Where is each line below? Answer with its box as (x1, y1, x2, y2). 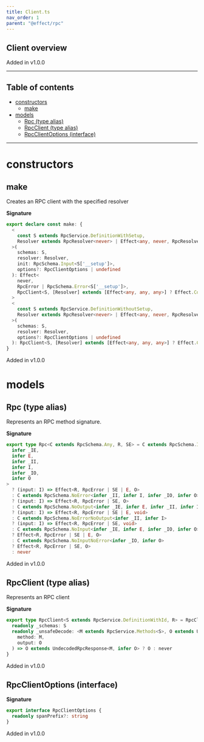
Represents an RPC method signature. (6, 418, 102, 425)
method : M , (17, 634, 45, 641)
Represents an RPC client (6, 594, 70, 601)
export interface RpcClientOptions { (6, 707, 102, 714)
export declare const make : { (6, 221, 83, 227)
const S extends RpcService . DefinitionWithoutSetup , (17, 306, 154, 312)
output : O (17, 639, 42, 646)
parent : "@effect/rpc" (6, 20, 64, 26)
